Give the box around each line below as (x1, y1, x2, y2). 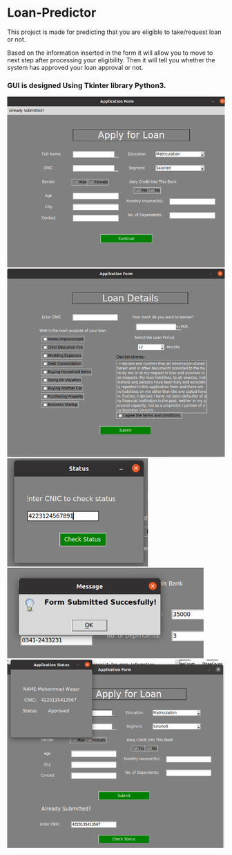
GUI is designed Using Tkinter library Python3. (7, 80, 166, 90)
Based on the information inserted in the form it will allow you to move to (7, 49, 213, 57)
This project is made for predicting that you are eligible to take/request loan (7, 28, 222, 36)
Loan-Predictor (7, 5, 97, 21)
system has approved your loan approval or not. (7, 63, 144, 71)
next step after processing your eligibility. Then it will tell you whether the (7, 55, 215, 64)
